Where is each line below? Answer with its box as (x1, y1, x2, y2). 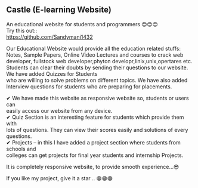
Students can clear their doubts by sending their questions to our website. (6, 64, 188, 71)
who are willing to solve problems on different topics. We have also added (6, 76, 188, 84)
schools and (6, 145, 36, 152)
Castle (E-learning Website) (6, 5, 112, 15)
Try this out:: (6, 27, 38, 34)
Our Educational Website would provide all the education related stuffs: (6, 45, 181, 52)
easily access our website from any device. (6, 107, 113, 114)
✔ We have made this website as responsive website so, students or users (6, 94, 189, 101)
